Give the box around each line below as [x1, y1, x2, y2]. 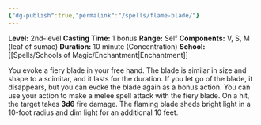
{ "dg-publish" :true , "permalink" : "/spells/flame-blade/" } [8, 11, 200, 20]
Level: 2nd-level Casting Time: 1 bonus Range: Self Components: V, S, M [8, 33, 251, 43]
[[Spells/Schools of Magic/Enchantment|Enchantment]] [8, 50, 188, 59]
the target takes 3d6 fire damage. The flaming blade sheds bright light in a [8, 99, 251, 108]
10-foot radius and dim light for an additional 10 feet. [8, 108, 179, 117]
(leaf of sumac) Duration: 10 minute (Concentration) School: [8, 41, 206, 51]
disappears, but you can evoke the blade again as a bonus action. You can [8, 82, 251, 92]
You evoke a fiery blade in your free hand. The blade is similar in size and [8, 65, 247, 75]
